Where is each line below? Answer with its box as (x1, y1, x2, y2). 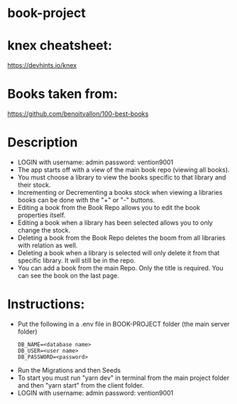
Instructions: (7, 297, 85, 312)
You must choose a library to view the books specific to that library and (17, 173, 226, 181)
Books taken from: (7, 86, 118, 102)
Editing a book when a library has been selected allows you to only (17, 218, 213, 227)
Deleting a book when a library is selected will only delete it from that (17, 249, 220, 257)
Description (7, 134, 78, 151)
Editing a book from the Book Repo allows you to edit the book (17, 203, 201, 211)
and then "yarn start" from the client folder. (17, 381, 144, 389)
